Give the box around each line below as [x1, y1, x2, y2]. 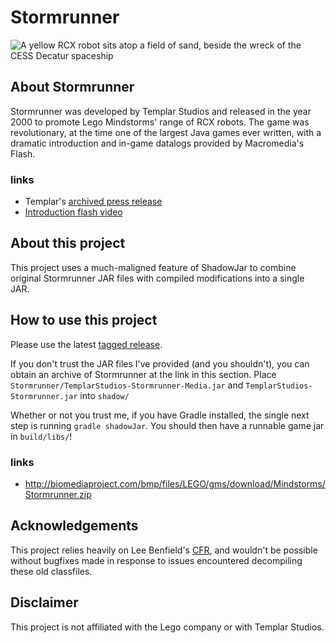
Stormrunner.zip [24, 488, 92, 500]
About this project [10, 235, 126, 252]
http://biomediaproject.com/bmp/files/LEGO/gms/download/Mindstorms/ [24, 477, 326, 490]
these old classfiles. [10, 565, 93, 577]
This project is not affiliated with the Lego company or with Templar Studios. [10, 621, 325, 633]
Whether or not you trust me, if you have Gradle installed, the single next [10, 409, 310, 421]
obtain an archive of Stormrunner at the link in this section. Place [10, 368, 277, 380]
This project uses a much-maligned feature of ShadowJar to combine [10, 261, 297, 273]
